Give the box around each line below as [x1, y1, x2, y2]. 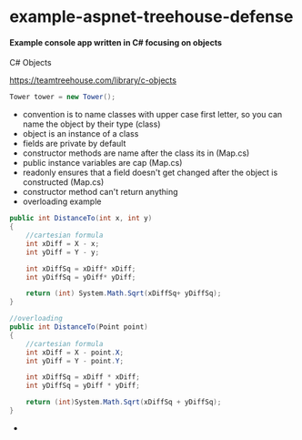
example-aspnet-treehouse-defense [9, 6, 294, 27]
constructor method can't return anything [22, 187, 179, 198]
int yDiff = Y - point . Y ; [25, 356, 125, 365]
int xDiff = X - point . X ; [25, 348, 125, 357]
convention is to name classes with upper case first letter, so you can [22, 109, 283, 120]
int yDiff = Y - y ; [25, 248, 100, 257]
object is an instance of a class [22, 128, 139, 139]
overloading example [22, 196, 102, 207]
